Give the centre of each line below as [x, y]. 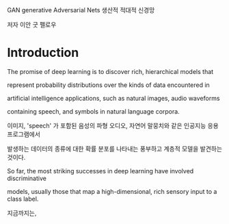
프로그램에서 [24, 134]
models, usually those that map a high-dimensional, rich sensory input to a [112, 191]
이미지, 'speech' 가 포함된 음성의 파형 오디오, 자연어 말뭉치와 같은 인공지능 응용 [113, 125]
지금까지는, [22, 213]
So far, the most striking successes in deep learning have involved [100, 171]
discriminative [27, 178]
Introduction [43, 53]
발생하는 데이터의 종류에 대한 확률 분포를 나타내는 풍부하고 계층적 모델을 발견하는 [115, 149]
